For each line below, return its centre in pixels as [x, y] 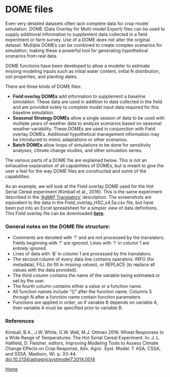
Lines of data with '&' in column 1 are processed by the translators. [82, 254]
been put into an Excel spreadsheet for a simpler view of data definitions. [82, 208]
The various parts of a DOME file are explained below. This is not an [76, 160]
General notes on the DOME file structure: [58, 226]
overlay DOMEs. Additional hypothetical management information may [86, 134]
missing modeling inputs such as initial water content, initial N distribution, [83, 71]
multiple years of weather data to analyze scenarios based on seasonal [87, 123]
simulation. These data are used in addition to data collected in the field [87, 101]
